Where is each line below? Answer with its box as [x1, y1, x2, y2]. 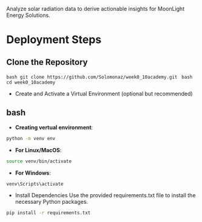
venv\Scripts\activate [6, 181, 64, 187]
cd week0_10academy [6, 79, 56, 86]
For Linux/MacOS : [15, 146, 62, 153]
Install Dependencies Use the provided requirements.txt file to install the [15, 192, 196, 199]
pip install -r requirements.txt [6, 210, 91, 216]
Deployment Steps [6, 33, 102, 47]
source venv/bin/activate [6, 158, 72, 164]
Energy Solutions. [6, 12, 50, 19]
